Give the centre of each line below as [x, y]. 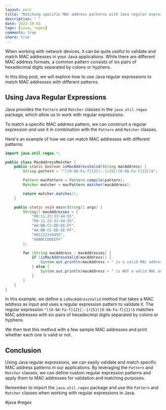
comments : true [21, 33]
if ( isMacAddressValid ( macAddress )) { [71, 257]
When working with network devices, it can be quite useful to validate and [81, 51]
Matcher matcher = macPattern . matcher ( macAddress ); [77, 185]
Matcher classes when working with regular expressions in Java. [70, 393]
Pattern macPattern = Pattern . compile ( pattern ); [74, 180]
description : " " [23, 19]
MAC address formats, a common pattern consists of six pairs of [71, 62]
